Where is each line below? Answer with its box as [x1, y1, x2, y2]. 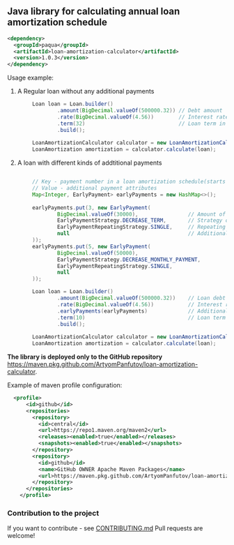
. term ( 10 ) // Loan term [56, 314, 226, 321]
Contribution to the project [7, 508, 100, 518]
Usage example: [7, 73, 54, 82]
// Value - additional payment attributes [32, 185, 157, 192]
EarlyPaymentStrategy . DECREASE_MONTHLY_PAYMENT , [56, 256, 201, 263]
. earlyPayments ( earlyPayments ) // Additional [56, 307, 229, 315]
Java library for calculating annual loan [7, 6, 180, 17]
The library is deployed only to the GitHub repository [7, 352, 163, 361]
